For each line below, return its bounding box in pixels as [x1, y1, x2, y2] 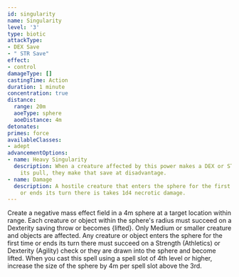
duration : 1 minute [7, 83, 65, 90]
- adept [7, 143, 31, 150]
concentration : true [7, 90, 69, 97]
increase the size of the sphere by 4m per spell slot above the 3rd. [7, 261, 203, 271]
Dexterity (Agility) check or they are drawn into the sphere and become [7, 246, 216, 255]
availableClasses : [7, 136, 62, 143]
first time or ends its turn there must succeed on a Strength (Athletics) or [7, 239, 221, 248]
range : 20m [14, 103, 46, 110]
